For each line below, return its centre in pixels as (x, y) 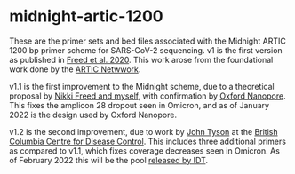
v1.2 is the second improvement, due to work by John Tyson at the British (144, 131)
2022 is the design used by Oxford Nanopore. (93, 115)
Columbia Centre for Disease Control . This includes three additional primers (148, 141)
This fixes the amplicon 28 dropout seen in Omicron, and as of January (139, 105)
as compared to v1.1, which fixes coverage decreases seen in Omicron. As (144, 150)
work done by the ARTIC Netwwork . (75, 69)
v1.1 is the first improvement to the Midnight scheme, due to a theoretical (142, 86)
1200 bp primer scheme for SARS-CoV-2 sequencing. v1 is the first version (146, 50)
